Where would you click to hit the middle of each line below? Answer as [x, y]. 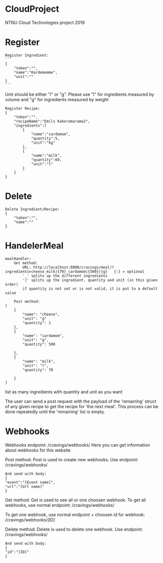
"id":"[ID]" [17, 552]
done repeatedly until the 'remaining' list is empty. [55, 411]
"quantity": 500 [39, 344]
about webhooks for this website [38, 450]
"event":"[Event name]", [30, 482]
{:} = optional [129, 271]
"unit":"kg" [43, 143]
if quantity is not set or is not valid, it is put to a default [90, 289]
